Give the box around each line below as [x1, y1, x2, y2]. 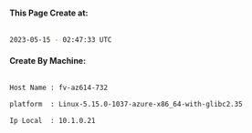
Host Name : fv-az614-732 [9, 83, 108, 93]
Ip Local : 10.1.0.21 [9, 117, 96, 126]
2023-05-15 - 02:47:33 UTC [9, 36, 112, 45]
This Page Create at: [9, 7, 89, 18]
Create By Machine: [9, 55, 87, 66]
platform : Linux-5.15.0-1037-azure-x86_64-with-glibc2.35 [9, 100, 244, 109]
